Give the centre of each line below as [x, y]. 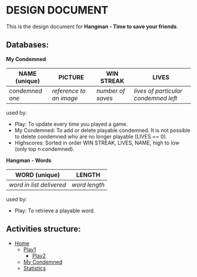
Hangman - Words [29, 160]
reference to [69, 90]
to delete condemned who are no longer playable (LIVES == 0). [91, 136]
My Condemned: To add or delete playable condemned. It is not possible [102, 130]
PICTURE [71, 77]
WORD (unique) [38, 175]
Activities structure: [43, 229]
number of [111, 90]
